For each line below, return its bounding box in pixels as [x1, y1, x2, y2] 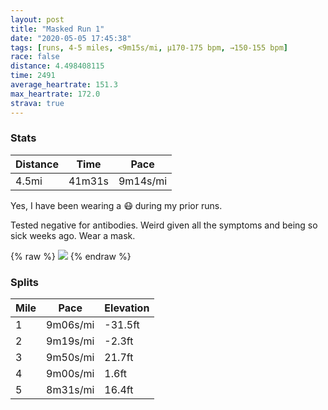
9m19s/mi [46, 334, 95, 348]
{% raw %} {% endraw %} [10, 250, 132, 262]
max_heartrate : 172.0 [10, 89, 101, 99]
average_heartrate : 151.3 [10, 80, 118, 90]
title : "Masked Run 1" [10, 24, 105, 34]
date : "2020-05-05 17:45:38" [10, 33, 132, 43]
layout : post [10, 14, 65, 25]
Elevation [104, 301, 150, 315]
